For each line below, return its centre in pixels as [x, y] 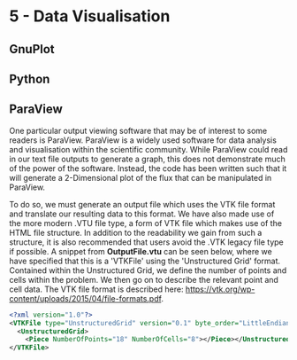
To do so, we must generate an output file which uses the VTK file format [142, 204]
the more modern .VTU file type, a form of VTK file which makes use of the [146, 223]
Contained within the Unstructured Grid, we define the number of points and [148, 270]
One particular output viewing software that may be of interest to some [138, 130]
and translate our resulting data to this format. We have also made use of [142, 214]
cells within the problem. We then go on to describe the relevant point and [144, 279]
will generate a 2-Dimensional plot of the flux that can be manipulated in [141, 177]
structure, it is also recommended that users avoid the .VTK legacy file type [147, 242]
